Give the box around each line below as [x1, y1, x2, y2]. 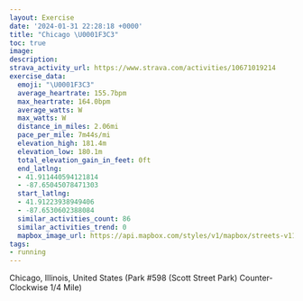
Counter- [239, 272, 273, 284]
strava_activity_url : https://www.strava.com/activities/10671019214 [9, 64, 277, 73]
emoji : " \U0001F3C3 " [17, 80, 95, 89]
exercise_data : [9, 72, 67, 81]
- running [9, 248, 47, 257]
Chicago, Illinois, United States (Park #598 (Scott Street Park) [9, 272, 238, 284]
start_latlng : [17, 189, 70, 198]
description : [9, 55, 59, 64]
